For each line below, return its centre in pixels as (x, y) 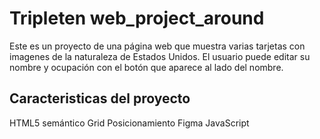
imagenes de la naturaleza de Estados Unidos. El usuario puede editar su (160, 56)
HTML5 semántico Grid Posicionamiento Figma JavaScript (129, 123)
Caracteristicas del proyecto (100, 98)
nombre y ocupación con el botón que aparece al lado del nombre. (146, 67)
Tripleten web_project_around (137, 18)
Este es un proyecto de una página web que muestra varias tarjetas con (157, 46)
